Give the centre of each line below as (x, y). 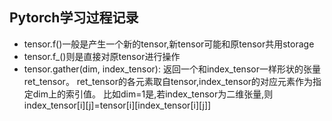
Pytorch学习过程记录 (74, 18)
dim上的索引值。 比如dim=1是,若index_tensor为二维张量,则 (153, 94)
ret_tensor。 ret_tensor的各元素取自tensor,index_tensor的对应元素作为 (168, 81)
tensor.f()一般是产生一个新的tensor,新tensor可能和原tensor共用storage (169, 44)
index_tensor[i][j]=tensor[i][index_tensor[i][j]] (117, 105)
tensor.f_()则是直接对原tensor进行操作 (102, 56)
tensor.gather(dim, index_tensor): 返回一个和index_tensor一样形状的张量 (172, 69)
